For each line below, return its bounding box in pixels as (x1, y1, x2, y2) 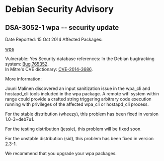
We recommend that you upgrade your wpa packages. (5, 151, 117, 156)
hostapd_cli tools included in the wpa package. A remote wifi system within (5, 91, 159, 96)
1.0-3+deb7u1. (5, 116, 35, 122)
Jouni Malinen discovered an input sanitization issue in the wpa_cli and (5, 85, 151, 91)
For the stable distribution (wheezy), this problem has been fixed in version (5, 111, 159, 117)
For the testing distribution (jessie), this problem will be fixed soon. (5, 126, 142, 132)
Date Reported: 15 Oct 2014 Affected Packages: (5, 36, 103, 42)
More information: (5, 76, 42, 81)
